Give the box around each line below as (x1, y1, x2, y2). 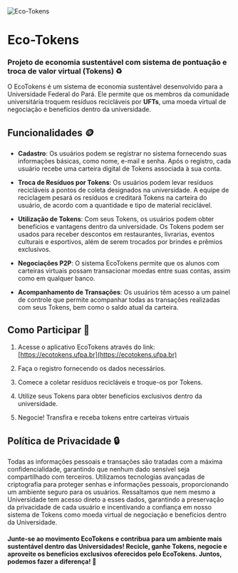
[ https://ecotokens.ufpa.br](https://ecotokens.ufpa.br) (17, 350, 177, 359)
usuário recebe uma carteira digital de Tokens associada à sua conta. (17, 164, 222, 173)
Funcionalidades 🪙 (7, 126, 95, 138)
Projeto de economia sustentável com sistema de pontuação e (7, 57, 227, 67)
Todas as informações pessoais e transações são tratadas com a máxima (7, 457, 223, 466)
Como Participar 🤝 (7, 324, 90, 336)
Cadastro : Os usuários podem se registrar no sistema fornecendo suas (17, 149, 227, 158)
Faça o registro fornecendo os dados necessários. (17, 364, 166, 373)
